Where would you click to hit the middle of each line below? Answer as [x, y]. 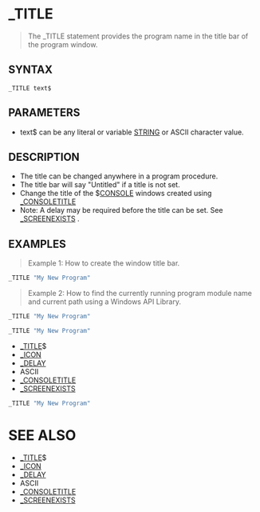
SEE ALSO [42, 435]
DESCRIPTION [44, 157]
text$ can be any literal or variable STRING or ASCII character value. [132, 132]
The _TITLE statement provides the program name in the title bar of [138, 36]
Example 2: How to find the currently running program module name [140, 294]
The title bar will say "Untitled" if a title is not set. [100, 185]
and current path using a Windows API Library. [104, 302]
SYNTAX [31, 70]
